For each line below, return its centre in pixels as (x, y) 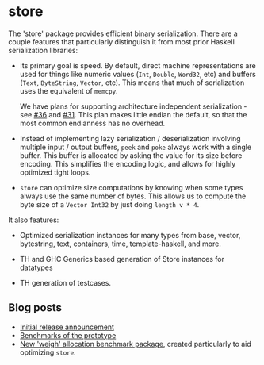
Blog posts (35, 308)
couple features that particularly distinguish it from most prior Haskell (122, 41)
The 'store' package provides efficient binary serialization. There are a (123, 33)
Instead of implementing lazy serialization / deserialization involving (130, 138)
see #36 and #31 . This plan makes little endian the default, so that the (133, 114)
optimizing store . (48, 352)
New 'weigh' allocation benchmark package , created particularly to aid (135, 344)
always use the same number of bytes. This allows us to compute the (133, 196)
